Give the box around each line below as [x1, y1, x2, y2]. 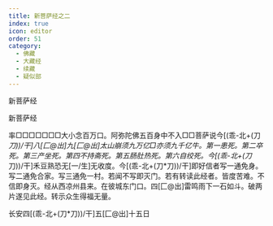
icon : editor [8, 27, 53, 35]
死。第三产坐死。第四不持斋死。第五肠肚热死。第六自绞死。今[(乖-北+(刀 [8, 150, 253, 160]
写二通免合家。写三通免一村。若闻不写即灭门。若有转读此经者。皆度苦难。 [8, 171, 258, 180]
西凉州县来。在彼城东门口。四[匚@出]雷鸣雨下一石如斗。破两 [58, 180, 262, 191]
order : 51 [8, 34, 42, 43]
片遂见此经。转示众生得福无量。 [8, 191, 115, 201]
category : [8, 42, 42, 50]
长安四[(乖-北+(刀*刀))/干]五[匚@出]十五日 [8, 208, 150, 218]
